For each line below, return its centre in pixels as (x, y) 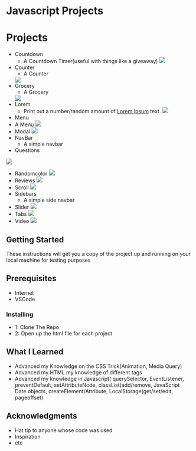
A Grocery (36, 92)
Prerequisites (31, 279)
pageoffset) (29, 397)
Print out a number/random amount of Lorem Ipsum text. (92, 111)
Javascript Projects (55, 11)
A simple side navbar (49, 200)
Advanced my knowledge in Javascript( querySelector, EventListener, (99, 378)
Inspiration (27, 436)
